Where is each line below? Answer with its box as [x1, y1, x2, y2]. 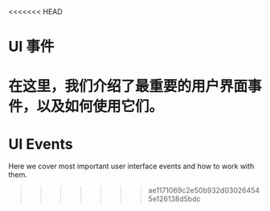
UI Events [8, 134, 74, 153]
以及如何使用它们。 [36, 97, 164, 116]
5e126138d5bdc [148, 194, 201, 204]
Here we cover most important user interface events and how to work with [8, 161, 255, 172]
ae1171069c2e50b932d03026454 [148, 185, 260, 196]
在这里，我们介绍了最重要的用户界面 [8, 77, 248, 96]
